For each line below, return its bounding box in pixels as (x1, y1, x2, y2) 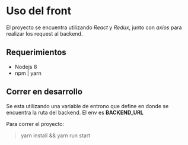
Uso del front (6, 4, 72, 18)
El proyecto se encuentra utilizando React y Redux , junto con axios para (6, 24, 182, 31)
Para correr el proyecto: (6, 120, 65, 127)
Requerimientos (6, 48, 66, 58)
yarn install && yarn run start (20, 132, 91, 139)
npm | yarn (14, 70, 42, 77)
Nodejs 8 (14, 63, 37, 70)
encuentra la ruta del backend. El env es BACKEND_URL (6, 109, 144, 116)
